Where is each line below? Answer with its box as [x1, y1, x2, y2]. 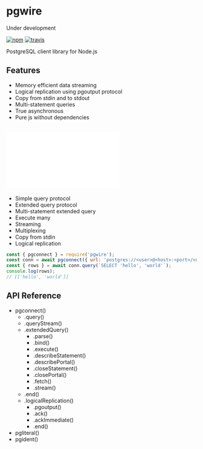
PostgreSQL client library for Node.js [6, 47, 98, 55]
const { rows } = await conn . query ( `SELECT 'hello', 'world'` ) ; [6, 262, 172, 269]
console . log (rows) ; [6, 268, 56, 274]
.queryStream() [24, 319, 62, 327]
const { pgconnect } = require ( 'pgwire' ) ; [6, 251, 115, 258]
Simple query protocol [14, 195, 71, 202]
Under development [6, 24, 56, 32]
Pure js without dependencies [14, 113, 89, 121]
